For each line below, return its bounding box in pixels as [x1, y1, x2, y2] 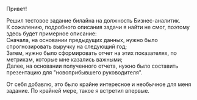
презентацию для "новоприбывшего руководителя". [6, 69, 143, 76]
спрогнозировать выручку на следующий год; [6, 43, 127, 50]
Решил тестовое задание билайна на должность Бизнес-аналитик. [6, 17, 181, 24]
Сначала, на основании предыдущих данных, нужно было [6, 37, 159, 43]
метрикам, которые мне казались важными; [6, 56, 123, 63]
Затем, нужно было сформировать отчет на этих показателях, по [6, 49, 177, 57]
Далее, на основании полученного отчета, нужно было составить [6, 62, 179, 70]
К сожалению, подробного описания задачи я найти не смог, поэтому [6, 24, 190, 30]
